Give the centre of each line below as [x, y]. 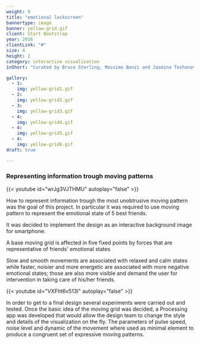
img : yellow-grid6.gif [45, 144]
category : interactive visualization [53, 61]
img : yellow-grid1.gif [45, 89]
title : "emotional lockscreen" [45, 17]
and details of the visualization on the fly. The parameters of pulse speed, [96, 321]
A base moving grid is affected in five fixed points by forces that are [89, 243]
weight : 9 [18, 12]
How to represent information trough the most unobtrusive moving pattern [97, 200]
